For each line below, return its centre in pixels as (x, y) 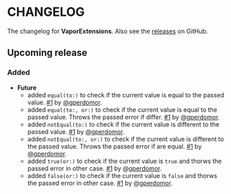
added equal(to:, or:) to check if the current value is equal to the (122, 109)
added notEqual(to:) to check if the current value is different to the (123, 124)
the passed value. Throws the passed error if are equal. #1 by (114, 146)
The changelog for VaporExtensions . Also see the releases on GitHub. (108, 31)
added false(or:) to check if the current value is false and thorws (122, 175)
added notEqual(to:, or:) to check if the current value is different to (125, 139)
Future (27, 88)
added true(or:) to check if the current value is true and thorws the (124, 161)
